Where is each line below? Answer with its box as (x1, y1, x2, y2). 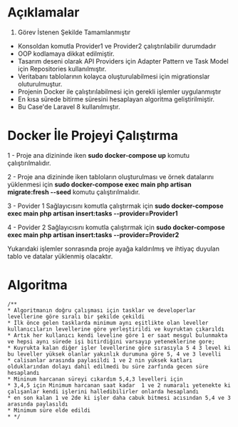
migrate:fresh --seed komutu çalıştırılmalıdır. (7, 187, 140, 196)
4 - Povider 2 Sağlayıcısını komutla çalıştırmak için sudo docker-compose (7, 223, 225, 231)
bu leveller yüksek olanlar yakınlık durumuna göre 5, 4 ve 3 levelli (7, 351, 222, 358)
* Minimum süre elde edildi (7, 406, 91, 414)
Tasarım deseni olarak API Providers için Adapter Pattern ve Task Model (17, 56, 229, 65)
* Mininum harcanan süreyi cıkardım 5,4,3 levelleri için (7, 376, 183, 383)
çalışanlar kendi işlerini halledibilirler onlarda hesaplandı (7, 388, 200, 395)
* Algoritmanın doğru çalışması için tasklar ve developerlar (7, 306, 196, 314)
